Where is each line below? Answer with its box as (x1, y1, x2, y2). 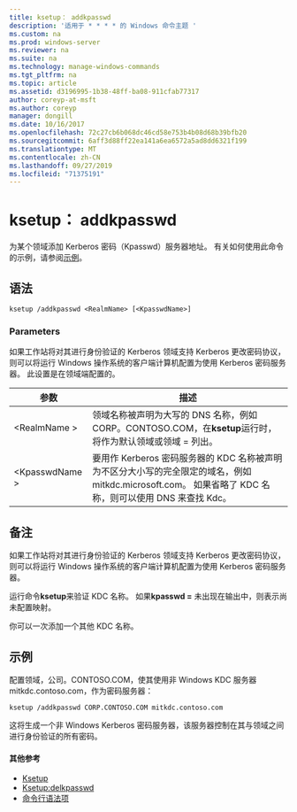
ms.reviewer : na (9, 46, 69, 55)
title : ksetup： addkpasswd (9, 12, 111, 22)
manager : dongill (9, 112, 73, 120)
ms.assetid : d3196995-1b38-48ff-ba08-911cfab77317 (9, 87, 200, 96)
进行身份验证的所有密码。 (9, 731, 103, 741)
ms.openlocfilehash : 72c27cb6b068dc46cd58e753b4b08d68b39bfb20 (9, 128, 247, 137)
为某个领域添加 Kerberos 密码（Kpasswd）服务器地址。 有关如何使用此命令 (9, 241, 285, 252)
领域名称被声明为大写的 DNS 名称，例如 (92, 409, 258, 421)
